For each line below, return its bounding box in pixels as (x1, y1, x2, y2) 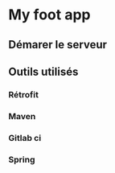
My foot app (8, 6, 91, 24)
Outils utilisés (8, 64, 79, 78)
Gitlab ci (8, 132, 42, 143)
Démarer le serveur (8, 38, 107, 51)
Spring (8, 154, 35, 165)
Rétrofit (8, 89, 39, 100)
